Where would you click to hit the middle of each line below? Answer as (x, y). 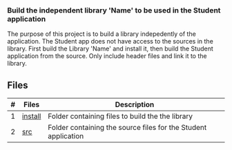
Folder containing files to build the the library (120, 116)
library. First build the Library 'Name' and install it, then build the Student (110, 49)
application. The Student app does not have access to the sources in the (110, 41)
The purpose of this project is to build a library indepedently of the (102, 34)
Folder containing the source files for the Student (127, 128)
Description (135, 104)
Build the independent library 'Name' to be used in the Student (114, 10)
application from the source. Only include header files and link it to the (107, 56)
